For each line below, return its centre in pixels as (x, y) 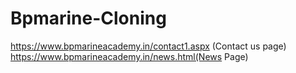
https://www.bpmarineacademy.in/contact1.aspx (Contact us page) (148, 46)
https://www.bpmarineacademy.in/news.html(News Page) (129, 56)
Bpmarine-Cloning (88, 18)
